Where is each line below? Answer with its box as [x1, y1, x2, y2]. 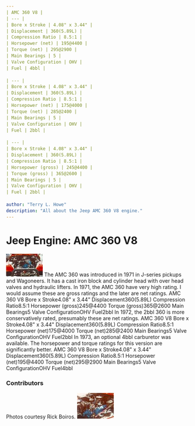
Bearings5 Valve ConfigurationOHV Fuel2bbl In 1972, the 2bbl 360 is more [6, 308, 185, 316]
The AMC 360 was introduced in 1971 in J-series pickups [43, 271, 182, 278]
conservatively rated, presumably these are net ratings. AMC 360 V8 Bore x [6, 314, 189, 321]
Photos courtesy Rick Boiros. [6, 413, 76, 420]
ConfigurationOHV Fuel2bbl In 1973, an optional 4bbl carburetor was [6, 333, 172, 340]
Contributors [6, 379, 44, 387]
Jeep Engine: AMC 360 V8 [6, 234, 138, 247]
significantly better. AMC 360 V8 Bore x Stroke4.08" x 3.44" [6, 346, 152, 353]
